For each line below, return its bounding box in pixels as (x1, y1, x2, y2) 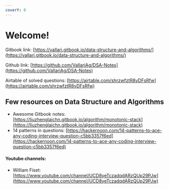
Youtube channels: (5, 155, 46, 161)
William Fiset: (12, 167, 41, 173)
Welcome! (5, 29, 50, 41)
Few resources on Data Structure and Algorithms (5, 97, 164, 106)
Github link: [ (5, 62, 32, 68)
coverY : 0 (5, 7, 27, 13)
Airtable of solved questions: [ (5, 77, 69, 83)
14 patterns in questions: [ (12, 128, 68, 134)
